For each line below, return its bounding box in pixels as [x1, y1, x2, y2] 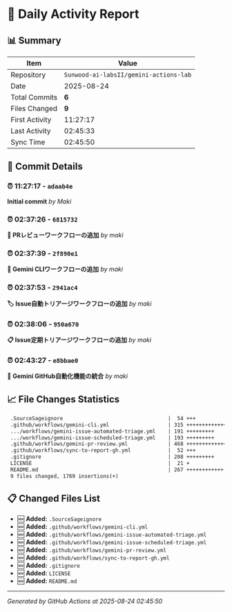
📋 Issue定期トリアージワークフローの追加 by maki [7, 335, 152, 344]
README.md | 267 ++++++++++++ [10, 466, 224, 473]
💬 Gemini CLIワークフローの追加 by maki [7, 265, 123, 273]
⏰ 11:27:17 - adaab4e [7, 181, 73, 191]
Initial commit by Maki [7, 197, 72, 206]
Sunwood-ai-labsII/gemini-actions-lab [64, 71, 192, 79]
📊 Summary [7, 34, 61, 46]
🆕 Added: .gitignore [17, 561, 81, 569]
